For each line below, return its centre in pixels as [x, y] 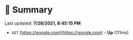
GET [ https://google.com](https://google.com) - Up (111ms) [70, 32]
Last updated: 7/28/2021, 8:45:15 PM [43, 23]
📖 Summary [29, 10]
